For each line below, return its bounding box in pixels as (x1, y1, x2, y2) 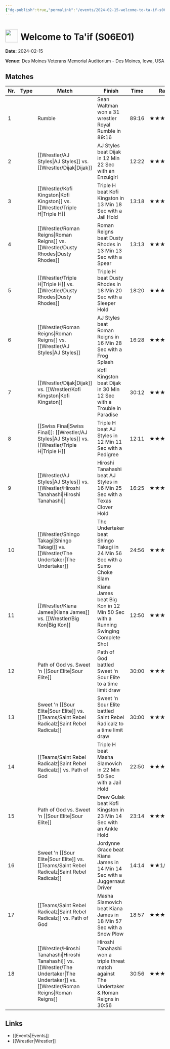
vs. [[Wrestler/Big (37, 615, 79, 622)
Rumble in (97, 128, 121, 135)
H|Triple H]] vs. (37, 281, 74, 288)
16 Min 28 (97, 340, 122, 347)
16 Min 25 (97, 485, 122, 492)
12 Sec (97, 392, 115, 399)
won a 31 (97, 108, 120, 115)
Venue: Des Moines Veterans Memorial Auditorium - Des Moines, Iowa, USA (5, 58, 164, 64)
